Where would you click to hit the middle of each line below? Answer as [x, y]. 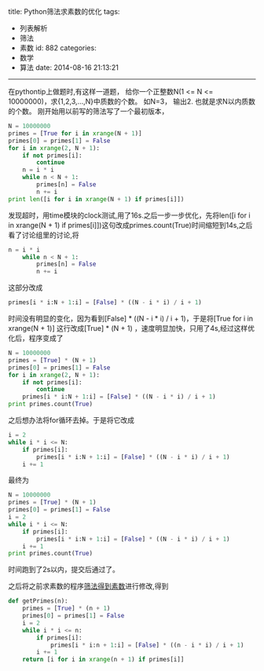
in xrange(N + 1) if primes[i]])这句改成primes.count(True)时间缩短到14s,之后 [130, 225]
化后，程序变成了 [36, 338]
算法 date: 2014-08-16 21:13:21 [69, 68]
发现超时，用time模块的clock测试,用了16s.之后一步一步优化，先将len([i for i [129, 215]
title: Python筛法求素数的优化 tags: [64, 11]
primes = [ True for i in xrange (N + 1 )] [75, 133]
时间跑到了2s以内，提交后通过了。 [64, 570]
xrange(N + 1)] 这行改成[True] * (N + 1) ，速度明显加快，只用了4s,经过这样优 [132, 328]
